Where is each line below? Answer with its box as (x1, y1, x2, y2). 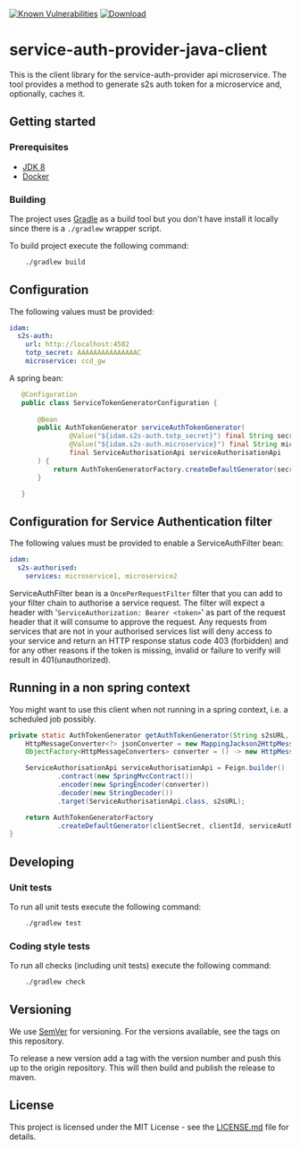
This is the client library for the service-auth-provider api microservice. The (9, 69, 287, 80)
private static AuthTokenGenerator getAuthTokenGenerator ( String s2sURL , (9, 731, 290, 739)
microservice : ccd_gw (25, 357, 105, 366)
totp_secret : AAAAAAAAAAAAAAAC (25, 349, 142, 358)
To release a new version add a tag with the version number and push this (9, 1052, 281, 1063)
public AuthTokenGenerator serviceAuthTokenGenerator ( (37, 423, 246, 433)
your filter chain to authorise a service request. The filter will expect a (9, 597, 265, 608)
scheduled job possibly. (9, 714, 96, 724)
